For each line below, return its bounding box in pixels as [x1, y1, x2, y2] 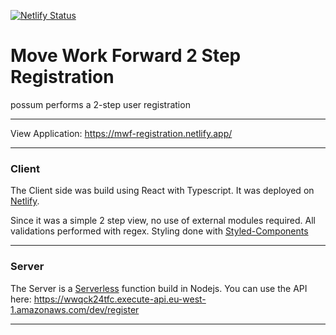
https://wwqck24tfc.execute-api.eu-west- [33, 293, 207, 305]
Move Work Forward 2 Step [10, 45, 242, 67]
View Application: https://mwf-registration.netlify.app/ [10, 127, 233, 139]
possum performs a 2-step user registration [10, 98, 191, 110]
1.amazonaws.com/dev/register [10, 303, 140, 315]
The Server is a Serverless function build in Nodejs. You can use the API [10, 282, 308, 294]
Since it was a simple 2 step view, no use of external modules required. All [10, 215, 316, 227]
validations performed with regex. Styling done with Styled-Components [10, 225, 309, 237]
